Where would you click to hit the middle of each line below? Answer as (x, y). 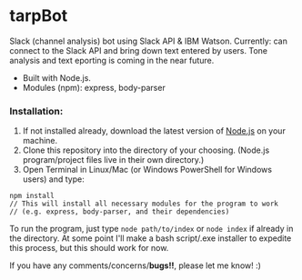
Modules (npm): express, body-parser (94, 87)
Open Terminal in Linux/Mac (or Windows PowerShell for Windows (147, 170)
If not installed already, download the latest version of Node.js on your (154, 131)
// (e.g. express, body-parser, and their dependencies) (120, 212)
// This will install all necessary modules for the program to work (144, 204)
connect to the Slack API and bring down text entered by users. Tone (139, 50)
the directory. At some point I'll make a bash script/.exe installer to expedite (151, 238)
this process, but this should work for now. (89, 248)
